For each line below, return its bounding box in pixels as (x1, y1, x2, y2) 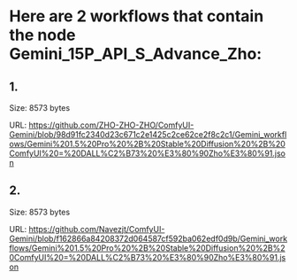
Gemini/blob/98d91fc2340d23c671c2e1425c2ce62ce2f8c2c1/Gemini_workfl (9, 129, 287, 139)
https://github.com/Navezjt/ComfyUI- (28, 223, 165, 234)
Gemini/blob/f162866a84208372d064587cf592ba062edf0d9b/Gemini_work (9, 233, 288, 244)
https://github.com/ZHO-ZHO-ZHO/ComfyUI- (28, 120, 194, 130)
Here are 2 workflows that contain (9, 6, 264, 27)
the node (9, 25, 76, 45)
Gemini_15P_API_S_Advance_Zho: (9, 44, 263, 64)
